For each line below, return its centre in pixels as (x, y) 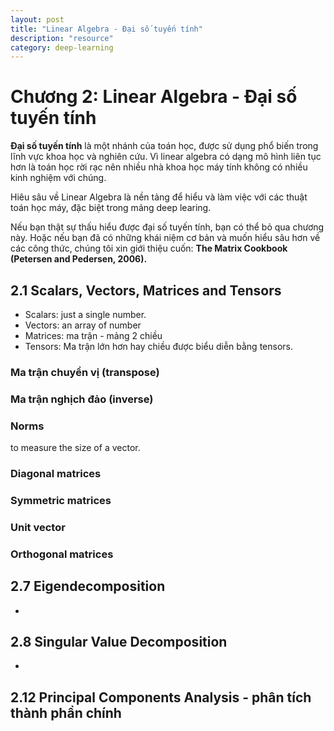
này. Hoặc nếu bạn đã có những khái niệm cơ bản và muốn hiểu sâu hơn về (165, 238)
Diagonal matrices (56, 474)
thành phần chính (66, 712)
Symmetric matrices (61, 500)
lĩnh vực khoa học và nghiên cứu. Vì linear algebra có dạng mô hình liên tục (166, 157)
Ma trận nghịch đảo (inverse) (82, 399)
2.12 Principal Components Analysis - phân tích (161, 697)
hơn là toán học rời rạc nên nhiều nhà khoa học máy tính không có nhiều (159, 167)
